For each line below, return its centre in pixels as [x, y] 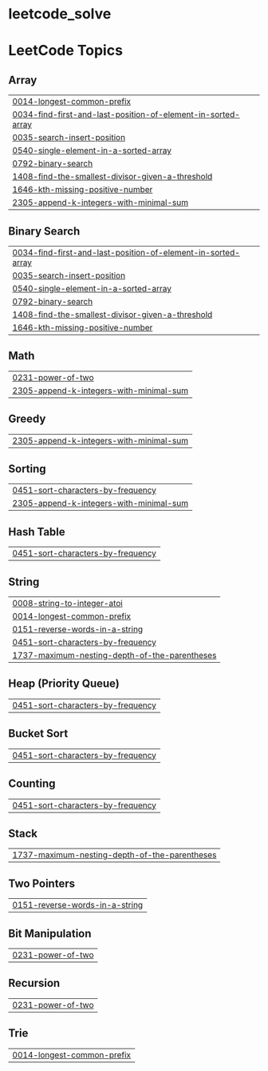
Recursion [34, 983]
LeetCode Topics [66, 51]
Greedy [27, 419]
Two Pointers [42, 883]
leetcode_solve [60, 14]
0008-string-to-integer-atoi [68, 604]
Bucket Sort [38, 734]
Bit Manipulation [50, 933]
